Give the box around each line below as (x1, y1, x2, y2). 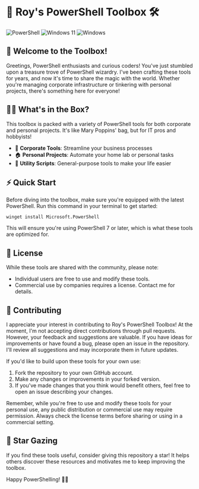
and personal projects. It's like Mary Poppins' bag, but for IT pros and (6, 127, 176, 134)
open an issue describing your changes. (14, 388, 113, 395)
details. (14, 288, 33, 295)
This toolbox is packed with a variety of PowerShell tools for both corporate (6, 120, 191, 127)
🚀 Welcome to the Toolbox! (6, 46, 108, 56)
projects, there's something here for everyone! (6, 87, 120, 94)
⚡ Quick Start (6, 177, 56, 188)
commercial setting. (6, 419, 55, 425)
